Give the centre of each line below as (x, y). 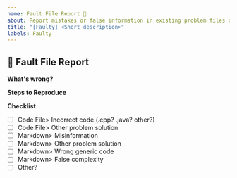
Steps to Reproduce (37, 93)
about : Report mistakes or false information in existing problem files (116, 20)
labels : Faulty (30, 33)
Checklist (22, 106)
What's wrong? (30, 79)
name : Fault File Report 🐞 (47, 14)
